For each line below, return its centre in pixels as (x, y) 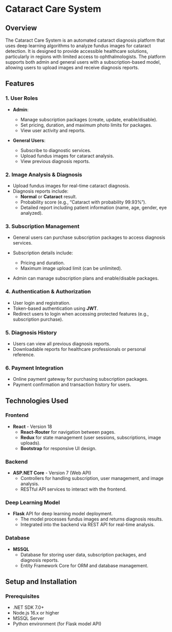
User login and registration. (42, 303)
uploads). (31, 443)
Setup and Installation (41, 582)
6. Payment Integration (34, 368)
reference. (24, 355)
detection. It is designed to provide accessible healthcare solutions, (77, 51)
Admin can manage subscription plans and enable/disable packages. (86, 278)
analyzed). (32, 213)
